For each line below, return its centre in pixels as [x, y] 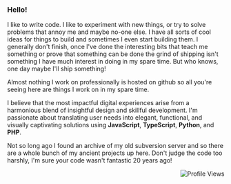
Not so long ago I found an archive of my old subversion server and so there [115, 146]
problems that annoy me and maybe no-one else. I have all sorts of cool [109, 32]
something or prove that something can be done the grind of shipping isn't [113, 54]
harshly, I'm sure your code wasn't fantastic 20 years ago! [90, 160]
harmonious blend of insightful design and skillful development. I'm [102, 110]
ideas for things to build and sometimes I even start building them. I [103, 39]
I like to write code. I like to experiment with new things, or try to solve [107, 25]
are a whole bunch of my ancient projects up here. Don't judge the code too [115, 153]
